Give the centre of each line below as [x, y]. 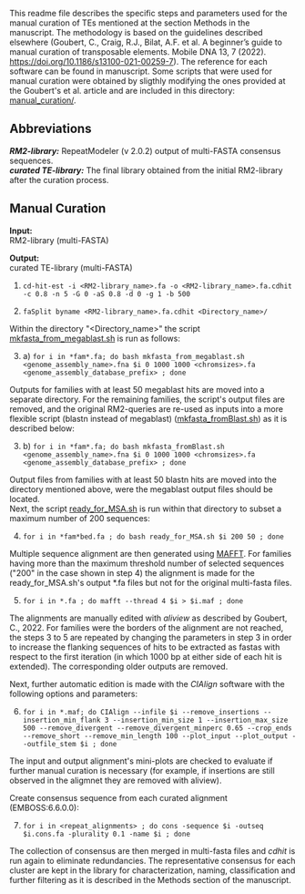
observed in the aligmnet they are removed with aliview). [116, 780]
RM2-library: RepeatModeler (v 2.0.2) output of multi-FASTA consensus [145, 150]
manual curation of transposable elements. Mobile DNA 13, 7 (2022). [138, 52]
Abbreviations [51, 129]
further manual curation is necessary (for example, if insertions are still [142, 770]
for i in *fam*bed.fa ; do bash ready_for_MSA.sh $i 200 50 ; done [153, 537]
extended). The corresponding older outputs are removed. [119, 666]
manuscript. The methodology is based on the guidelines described [136, 32]
